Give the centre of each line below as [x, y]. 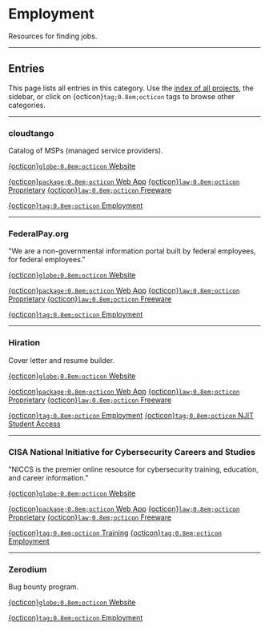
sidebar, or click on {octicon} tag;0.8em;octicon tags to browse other [122, 96]
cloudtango [31, 133]
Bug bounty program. [44, 587]
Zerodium [28, 569]
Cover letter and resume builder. [61, 360]
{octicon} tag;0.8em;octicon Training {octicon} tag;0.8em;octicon [115, 532]
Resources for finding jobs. [53, 36]
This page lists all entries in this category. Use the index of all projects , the [131, 88]
